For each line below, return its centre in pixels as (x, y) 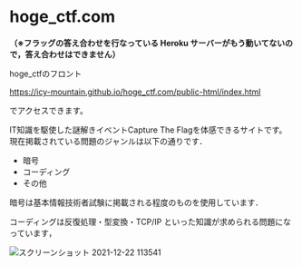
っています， (33, 232)
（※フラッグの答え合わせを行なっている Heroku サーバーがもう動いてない (147, 43)
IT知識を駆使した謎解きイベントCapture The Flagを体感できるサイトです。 (148, 130)
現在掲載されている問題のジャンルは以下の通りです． (108, 141)
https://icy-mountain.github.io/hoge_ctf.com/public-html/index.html (135, 92)
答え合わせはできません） (73, 54)
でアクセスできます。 (49, 110)
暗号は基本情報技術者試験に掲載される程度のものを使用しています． (136, 202)
